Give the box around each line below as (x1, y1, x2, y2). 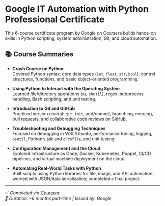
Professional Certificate (5, 14, 105, 25)
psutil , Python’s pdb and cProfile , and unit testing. (12, 136, 116, 142)
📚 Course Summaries (5, 50, 74, 58)
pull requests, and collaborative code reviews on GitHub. (12, 116, 127, 122)
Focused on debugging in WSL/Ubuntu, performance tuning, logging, (12, 130, 153, 136)
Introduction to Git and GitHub (12, 105, 75, 111)
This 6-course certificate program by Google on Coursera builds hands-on (5, 30, 156, 36)
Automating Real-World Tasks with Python (12, 165, 102, 171)
